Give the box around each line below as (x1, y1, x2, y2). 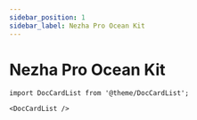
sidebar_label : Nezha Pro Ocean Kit (9, 21, 145, 30)
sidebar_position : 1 (9, 12, 86, 22)
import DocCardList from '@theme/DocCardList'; (9, 89, 190, 98)
